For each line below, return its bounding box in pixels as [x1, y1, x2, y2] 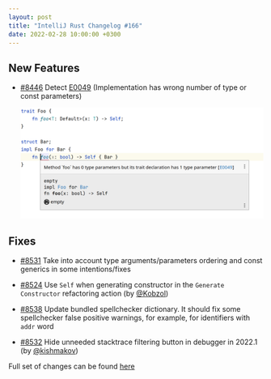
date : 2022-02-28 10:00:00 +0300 [8, 30, 121, 38]
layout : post [8, 13, 53, 21]
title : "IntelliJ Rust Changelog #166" [8, 21, 143, 30]
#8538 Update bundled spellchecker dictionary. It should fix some [19, 304, 241, 314]
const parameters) [19, 92, 83, 101]
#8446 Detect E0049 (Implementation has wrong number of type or [19, 83, 247, 92]
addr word [19, 322, 54, 331]
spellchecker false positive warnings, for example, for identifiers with [19, 313, 251, 323]
